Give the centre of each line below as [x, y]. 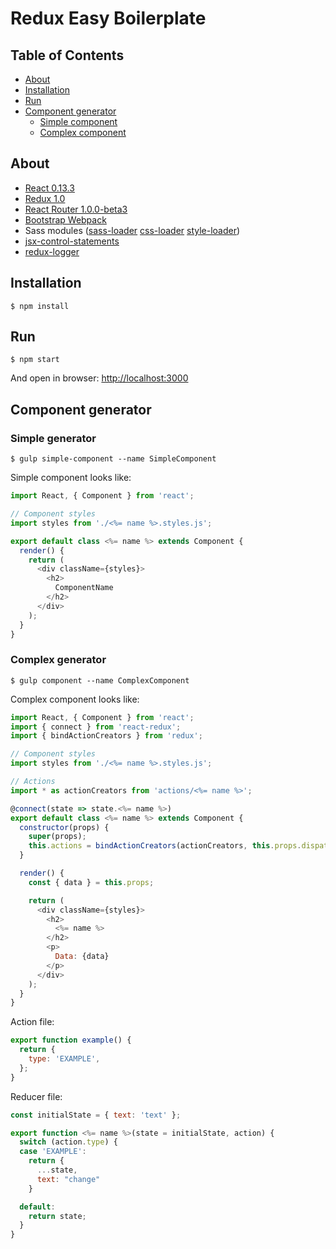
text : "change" [68, 1179]
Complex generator [58, 660]
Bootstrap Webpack [65, 219]
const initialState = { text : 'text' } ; [96, 1115]
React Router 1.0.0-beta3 [76, 209]
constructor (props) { [64, 827]
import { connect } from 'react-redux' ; [96, 727]
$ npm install [40, 306]
